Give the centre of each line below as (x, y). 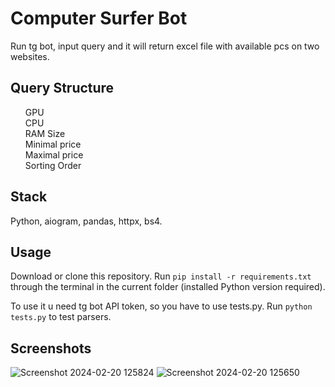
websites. (30, 56)
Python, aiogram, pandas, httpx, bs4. (86, 221)
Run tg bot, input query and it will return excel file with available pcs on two (165, 46)
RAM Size (45, 133)
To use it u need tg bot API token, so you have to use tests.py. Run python (161, 306)
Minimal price (53, 144)
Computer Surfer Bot (99, 18)
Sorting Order (53, 165)
